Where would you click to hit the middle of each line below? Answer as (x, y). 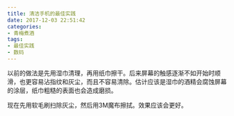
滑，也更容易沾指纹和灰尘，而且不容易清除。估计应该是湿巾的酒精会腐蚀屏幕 (117, 81)
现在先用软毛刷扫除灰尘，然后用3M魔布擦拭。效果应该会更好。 (97, 105)
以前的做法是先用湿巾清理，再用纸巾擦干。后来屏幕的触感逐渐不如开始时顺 (114, 73)
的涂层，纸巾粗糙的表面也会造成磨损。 (62, 90)
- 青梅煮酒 (21, 33)
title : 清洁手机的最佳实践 (42, 14)
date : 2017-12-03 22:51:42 (46, 20)
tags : (15, 40)
